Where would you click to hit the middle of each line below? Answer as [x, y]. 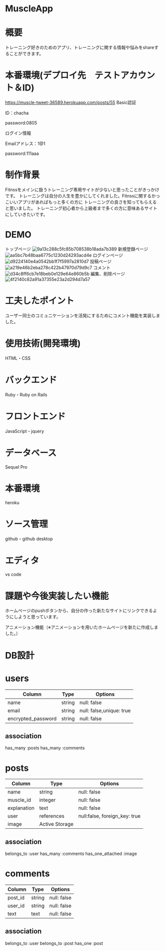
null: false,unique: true [105, 711]
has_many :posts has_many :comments [45, 748]
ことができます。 [26, 54]
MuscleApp [29, 9]
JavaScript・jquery [25, 431]
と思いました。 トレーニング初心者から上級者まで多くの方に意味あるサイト [81, 208]
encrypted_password [32, 718]
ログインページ [108, 255]
